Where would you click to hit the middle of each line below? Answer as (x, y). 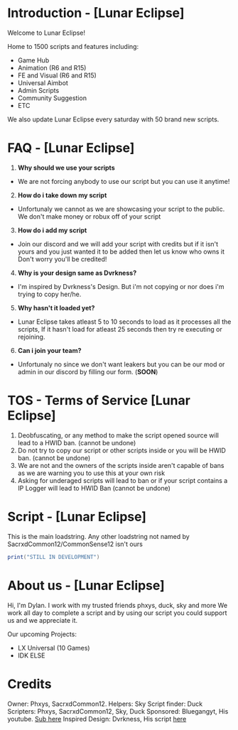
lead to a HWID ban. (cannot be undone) (77, 442)
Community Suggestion (52, 98)
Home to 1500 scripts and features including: (73, 46)
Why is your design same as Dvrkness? (77, 273)
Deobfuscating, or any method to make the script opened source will (118, 435)
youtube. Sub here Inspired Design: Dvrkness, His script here (97, 719)
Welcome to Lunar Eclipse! (47, 33)
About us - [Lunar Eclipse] (86, 585)
